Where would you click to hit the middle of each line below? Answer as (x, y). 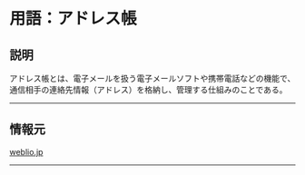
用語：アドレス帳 (74, 19)
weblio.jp (26, 151)
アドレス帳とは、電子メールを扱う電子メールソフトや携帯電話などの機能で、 (152, 78)
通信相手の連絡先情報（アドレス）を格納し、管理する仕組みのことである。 (148, 90)
